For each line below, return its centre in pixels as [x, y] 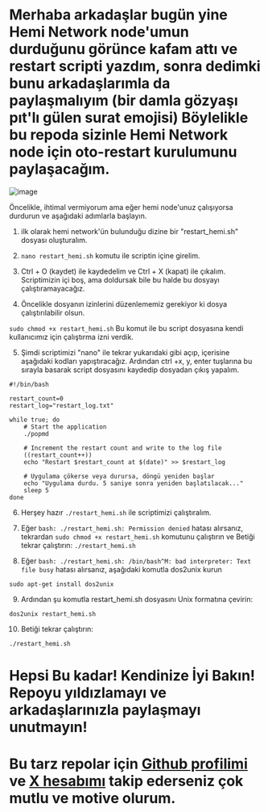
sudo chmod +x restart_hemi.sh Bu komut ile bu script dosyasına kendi [126, 328]
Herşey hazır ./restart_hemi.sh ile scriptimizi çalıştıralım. [116, 512]
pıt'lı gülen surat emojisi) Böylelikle [129, 118]
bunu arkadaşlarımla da [90, 84]
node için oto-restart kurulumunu [123, 152]
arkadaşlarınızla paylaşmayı [105, 710]
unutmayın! [48, 727]
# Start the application [65, 427]
